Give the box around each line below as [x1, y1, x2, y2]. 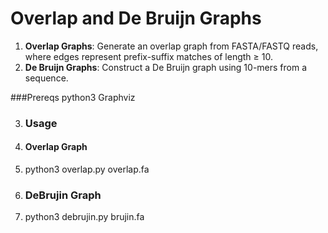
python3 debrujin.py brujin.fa [24, 211, 145, 223]
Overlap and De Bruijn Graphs [10, 7, 262, 30]
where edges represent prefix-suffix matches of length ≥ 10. [24, 50, 273, 62]
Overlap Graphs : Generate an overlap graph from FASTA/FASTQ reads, [24, 40, 319, 52]
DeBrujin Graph [24, 188, 102, 202]
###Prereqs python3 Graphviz [10, 91, 136, 103]
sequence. [24, 72, 69, 84]
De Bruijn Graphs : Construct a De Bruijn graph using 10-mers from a [24, 61, 308, 73]
